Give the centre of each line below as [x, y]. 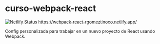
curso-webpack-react [51, 8]
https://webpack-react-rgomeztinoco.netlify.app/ [88, 22]
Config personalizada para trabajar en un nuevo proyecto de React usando [80, 31]
